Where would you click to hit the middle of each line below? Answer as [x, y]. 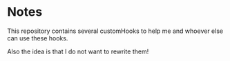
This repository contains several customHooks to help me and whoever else [115, 31]
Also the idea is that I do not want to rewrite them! [78, 51]
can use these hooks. [38, 38]
